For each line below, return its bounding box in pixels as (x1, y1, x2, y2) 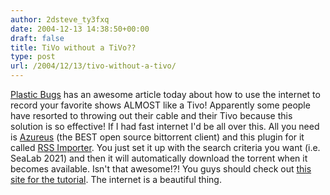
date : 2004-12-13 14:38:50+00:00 (10, 24, 150, 34)
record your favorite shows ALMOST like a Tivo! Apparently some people (10, 99, 311, 111)
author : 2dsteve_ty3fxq (10, 14, 110, 25)
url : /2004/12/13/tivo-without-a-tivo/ (10, 61, 177, 71)
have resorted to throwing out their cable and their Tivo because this (10, 110, 293, 121)
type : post (10, 52, 56, 62)
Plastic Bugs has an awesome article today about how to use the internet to (10, 89, 321, 100)
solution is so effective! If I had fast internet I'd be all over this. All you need (10, 121, 320, 132)
